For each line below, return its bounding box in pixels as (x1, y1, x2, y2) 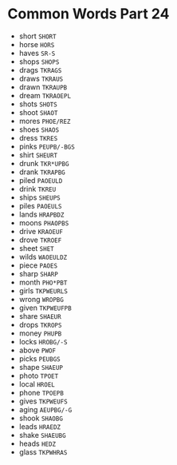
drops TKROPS (18, 320, 62, 329)
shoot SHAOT (18, 107, 58, 117)
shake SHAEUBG (18, 430, 66, 439)
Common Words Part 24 (7, 5, 170, 23)
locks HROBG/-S (18, 336, 68, 346)
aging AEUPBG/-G (18, 404, 73, 414)
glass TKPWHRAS (18, 447, 68, 456)
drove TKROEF (18, 235, 62, 244)
